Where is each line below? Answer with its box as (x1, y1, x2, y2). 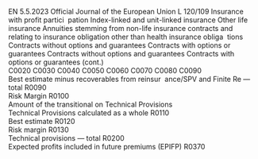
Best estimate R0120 (8, 117, 75, 126)
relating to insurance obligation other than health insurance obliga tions (8, 32, 244, 41)
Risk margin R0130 (8, 125, 69, 134)
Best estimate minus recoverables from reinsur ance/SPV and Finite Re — (8, 75, 251, 83)
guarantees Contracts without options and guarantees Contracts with (8, 49, 235, 58)
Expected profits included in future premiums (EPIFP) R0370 (8, 142, 206, 151)
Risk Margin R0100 (8, 91, 70, 100)
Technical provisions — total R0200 (8, 134, 125, 142)
